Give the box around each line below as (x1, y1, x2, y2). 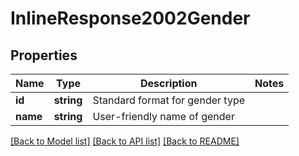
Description (140, 77, 198, 90)
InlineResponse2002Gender (10, 7, 251, 30)
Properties (10, 47, 78, 64)
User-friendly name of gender (92, 110, 235, 123)
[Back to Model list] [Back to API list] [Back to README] (10, 135, 240, 147)
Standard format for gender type (92, 93, 246, 107)
